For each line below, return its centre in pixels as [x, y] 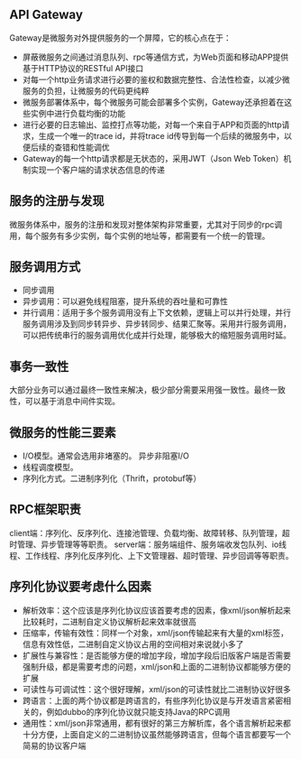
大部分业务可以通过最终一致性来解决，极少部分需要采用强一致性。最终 [140, 390]
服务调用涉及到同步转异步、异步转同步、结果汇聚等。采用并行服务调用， [156, 324]
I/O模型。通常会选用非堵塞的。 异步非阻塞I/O [105, 456]
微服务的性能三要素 [63, 432]
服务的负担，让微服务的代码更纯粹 [86, 90]
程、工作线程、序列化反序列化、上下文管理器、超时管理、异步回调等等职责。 [151, 555]
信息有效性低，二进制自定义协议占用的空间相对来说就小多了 [133, 643]
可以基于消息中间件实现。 [72, 402]
